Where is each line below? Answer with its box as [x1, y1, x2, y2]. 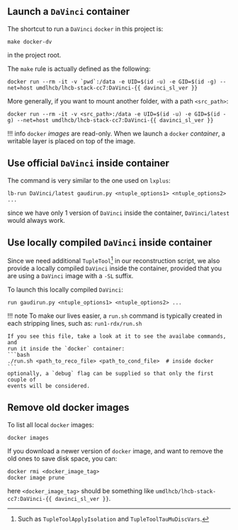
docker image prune [7, 474, 65, 481]
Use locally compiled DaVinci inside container [7, 237, 212, 249]
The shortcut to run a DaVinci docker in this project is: [7, 24, 164, 33]
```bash [7, 351, 30, 359]
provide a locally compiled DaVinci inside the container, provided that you [7, 264, 222, 272]
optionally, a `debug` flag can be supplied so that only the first [7, 370, 214, 377]
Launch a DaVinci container [7, 6, 130, 18]
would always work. [7, 216, 66, 224]
